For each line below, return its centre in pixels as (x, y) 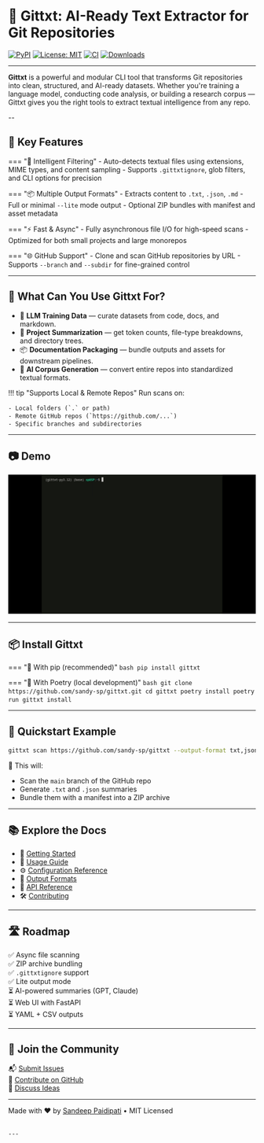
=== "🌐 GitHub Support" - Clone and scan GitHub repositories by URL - (125, 256)
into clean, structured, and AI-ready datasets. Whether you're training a (124, 85)
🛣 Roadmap (39, 932)
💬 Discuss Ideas (34, 1088)
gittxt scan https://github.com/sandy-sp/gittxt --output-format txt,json (133, 750)
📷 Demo (29, 456)
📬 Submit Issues (36, 1068)
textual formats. (45, 378)
